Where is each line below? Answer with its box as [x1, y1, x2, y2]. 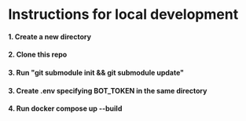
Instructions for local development [8, 5, 239, 24]
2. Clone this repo [8, 49, 68, 60]
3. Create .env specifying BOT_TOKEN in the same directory [8, 86, 207, 95]
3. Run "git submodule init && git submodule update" [8, 68, 185, 77]
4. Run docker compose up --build [8, 104, 123, 113]
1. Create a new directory [8, 31, 92, 41]
